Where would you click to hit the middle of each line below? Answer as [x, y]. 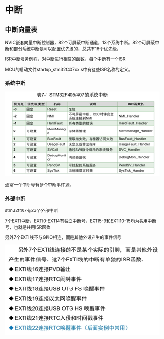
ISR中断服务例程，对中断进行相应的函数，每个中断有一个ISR [65, 59]
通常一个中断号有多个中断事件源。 [39, 185]
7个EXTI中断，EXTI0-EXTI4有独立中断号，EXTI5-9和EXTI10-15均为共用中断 [81, 221]
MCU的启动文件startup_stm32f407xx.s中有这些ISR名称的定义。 [69, 69]
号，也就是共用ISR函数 [28, 227]
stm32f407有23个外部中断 [32, 210]
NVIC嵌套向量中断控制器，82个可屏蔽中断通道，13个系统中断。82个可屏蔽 [80, 42]
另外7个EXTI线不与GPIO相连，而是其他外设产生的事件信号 [63, 237]
